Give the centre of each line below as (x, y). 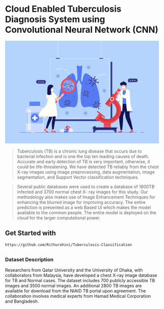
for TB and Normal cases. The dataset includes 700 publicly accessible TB (80, 281)
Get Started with (31, 233)
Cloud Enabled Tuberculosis (63, 9)
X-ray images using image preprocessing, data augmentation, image (86, 172)
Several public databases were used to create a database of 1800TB (86, 186)
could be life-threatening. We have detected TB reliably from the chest (88, 167)
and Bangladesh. (22, 301)
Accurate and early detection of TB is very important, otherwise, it (83, 161)
